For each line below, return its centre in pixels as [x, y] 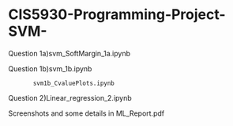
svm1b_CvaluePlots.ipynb [73, 83]
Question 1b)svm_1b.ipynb [50, 68]
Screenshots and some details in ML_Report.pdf [86, 113]
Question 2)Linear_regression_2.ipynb [70, 97]
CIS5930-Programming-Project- [117, 15]
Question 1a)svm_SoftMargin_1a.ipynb [69, 53]
